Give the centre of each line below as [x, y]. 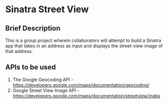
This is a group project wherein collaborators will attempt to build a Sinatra [83, 40]
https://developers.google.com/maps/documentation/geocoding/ [81, 85]
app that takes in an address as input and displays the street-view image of [84, 46]
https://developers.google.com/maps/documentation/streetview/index [86, 96]
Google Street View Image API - [46, 90]
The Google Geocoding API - [43, 80]
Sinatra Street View [47, 9]
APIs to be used [31, 67]
